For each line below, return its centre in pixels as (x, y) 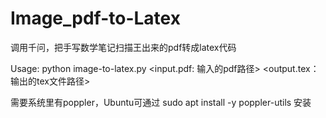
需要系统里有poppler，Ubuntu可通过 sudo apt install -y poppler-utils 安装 (161, 102)
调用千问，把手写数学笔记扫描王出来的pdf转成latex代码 (123, 47)
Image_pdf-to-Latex (95, 18)
